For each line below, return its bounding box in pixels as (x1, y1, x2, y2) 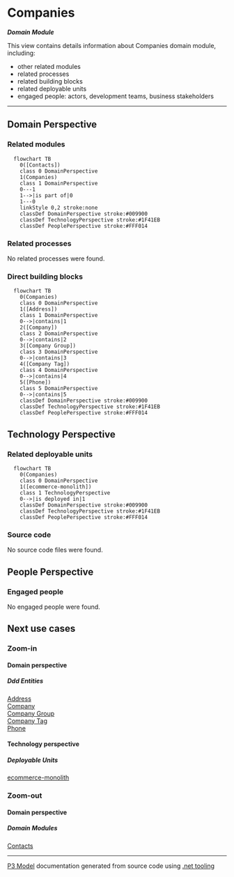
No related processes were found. (7, 254, 105, 263)
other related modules (17, 62, 81, 70)
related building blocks (17, 77, 84, 85)
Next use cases (7, 623, 76, 635)
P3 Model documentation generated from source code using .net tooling (7, 862, 214, 870)
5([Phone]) (19, 379, 52, 386)
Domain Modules (7, 824, 58, 832)
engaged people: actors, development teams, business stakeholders (17, 92, 214, 100)
